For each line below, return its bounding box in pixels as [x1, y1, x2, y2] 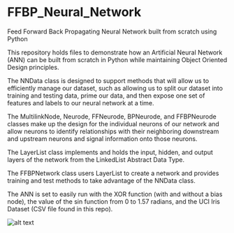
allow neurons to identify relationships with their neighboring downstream [7, 127, 219, 135]
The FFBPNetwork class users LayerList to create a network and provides [7, 169, 219, 177]
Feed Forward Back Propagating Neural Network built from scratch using [7, 27, 217, 36]
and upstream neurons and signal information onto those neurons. [7, 134, 198, 143]
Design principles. [7, 63, 59, 71]
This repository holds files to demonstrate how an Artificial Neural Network [7, 48, 223, 57]
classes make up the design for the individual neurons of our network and [7, 119, 220, 128]
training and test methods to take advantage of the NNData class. [7, 176, 196, 185]
